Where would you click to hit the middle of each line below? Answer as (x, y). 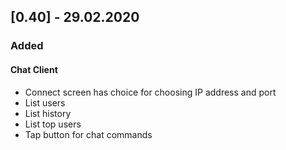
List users (45, 102)
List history (48, 113)
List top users (53, 124)
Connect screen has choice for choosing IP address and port (150, 92)
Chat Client (34, 69)
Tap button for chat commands (88, 134)
